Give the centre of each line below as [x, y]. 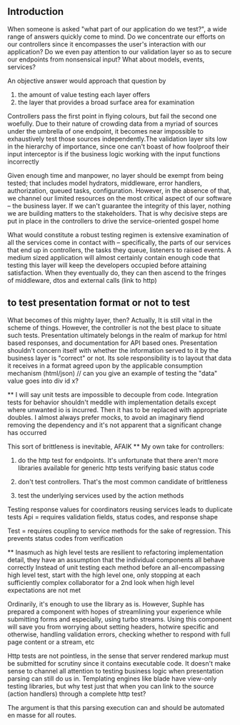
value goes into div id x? [43, 381]
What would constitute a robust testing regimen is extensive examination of [118, 234]
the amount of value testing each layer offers [84, 94]
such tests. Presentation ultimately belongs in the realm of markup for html [117, 335]
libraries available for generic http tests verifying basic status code [116, 468]
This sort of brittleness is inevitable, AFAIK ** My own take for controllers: [116, 446]
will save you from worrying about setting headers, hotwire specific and [113, 626]
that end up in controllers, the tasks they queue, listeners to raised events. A [120, 250]
